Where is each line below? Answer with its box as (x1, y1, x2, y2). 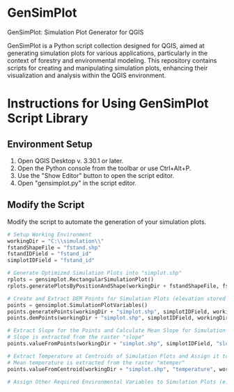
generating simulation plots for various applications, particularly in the (7, 49, 208, 57)
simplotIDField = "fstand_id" (7, 257, 95, 264)
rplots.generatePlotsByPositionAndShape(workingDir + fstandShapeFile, (7, 282, 219, 289)
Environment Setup (7, 138, 93, 150)
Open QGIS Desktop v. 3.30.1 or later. (17, 156, 124, 165)
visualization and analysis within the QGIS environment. (7, 71, 166, 80)
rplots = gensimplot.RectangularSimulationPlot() (7, 276, 155, 283)
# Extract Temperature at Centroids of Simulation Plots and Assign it (7, 352, 219, 360)
